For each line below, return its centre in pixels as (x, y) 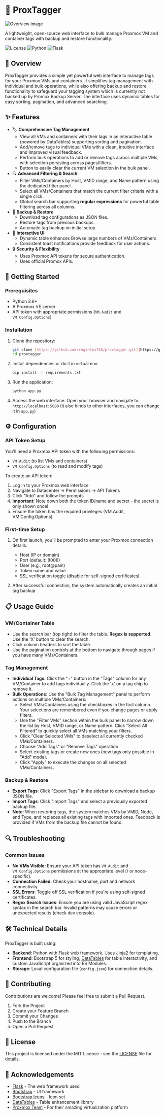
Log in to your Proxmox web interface (50, 485)
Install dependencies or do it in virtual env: (55, 364)
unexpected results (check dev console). (54, 913)
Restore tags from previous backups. (57, 222)
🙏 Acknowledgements (40, 1074)
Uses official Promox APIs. (47, 261)
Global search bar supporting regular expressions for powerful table (89, 201)
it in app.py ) (24, 411)
